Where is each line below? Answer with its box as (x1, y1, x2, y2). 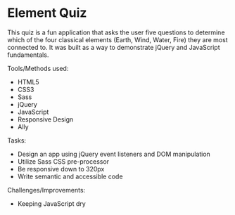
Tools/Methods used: (7, 64, 69, 72)
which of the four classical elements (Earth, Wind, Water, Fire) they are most (7, 35, 228, 44)
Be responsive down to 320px (17, 164, 105, 173)
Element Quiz (7, 5, 87, 21)
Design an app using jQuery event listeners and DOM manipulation (17, 150, 211, 158)
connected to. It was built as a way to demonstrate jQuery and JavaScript (7, 43, 220, 51)
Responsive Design (17, 115, 74, 124)
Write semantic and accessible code (17, 172, 123, 181)
